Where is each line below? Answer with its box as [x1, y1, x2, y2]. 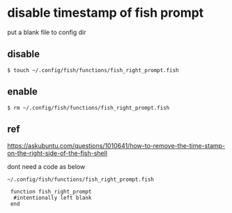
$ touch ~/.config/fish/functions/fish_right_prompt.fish [7, 66, 179, 74]
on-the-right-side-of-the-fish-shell [7, 149, 108, 158]
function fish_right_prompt [10, 189, 92, 196]
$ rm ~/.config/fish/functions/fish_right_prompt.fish [7, 104, 170, 111]
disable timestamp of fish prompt [7, 5, 204, 21]
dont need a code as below [7, 163, 86, 171]
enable [7, 86, 38, 98]
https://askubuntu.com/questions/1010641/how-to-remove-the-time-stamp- [7, 142, 226, 150]
